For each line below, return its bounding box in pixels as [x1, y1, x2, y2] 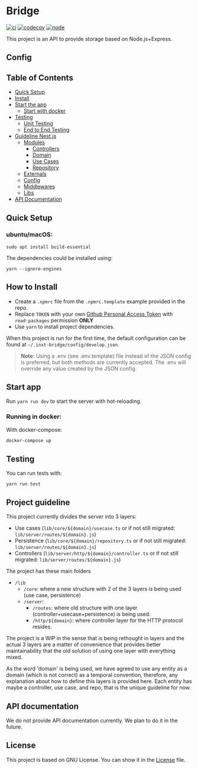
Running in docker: [6, 412, 62, 421]
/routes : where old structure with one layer [32, 604, 138, 612]
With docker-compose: [6, 426, 62, 433]
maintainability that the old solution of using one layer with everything [6, 647, 176, 654]
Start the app [14, 101, 47, 108]
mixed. [6, 654, 22, 661]
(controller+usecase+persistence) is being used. [32, 611, 151, 618]
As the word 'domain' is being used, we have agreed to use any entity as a [6, 665, 187, 672]
